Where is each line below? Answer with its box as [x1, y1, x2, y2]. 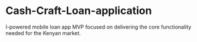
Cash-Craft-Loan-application [5, 4, 152, 17]
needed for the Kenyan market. [5, 29, 81, 36]
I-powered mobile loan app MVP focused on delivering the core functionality [5, 23, 192, 30]
